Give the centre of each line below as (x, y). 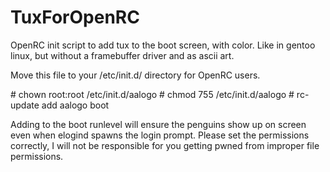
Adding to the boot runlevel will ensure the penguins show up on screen (158, 124)
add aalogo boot (75, 105)
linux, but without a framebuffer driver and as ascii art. (122, 55)
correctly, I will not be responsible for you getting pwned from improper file (165, 145)
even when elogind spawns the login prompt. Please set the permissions (160, 135)
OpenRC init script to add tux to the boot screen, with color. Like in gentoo (163, 45)
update (25, 105)
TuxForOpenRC (75, 17)
